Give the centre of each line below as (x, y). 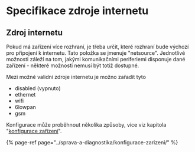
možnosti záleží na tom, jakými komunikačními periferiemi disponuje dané (96, 59)
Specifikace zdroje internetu (77, 11)
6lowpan (25, 107)
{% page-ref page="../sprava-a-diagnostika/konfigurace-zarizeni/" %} (92, 142)
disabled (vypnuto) (38, 88)
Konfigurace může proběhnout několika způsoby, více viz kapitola (86, 125)
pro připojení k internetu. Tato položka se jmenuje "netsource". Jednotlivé (96, 53)
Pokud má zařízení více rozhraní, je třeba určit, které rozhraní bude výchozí (97, 47)
